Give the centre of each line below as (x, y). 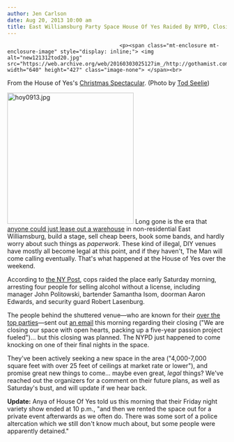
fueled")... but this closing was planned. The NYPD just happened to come (114, 337)
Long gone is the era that (171, 222)
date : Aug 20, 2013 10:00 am (49, 20)
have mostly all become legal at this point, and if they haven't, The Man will (115, 251)
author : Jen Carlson (37, 14)
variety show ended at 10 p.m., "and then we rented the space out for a (109, 409)
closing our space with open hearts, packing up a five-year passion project (115, 330)
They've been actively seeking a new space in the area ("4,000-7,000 (107, 358)
